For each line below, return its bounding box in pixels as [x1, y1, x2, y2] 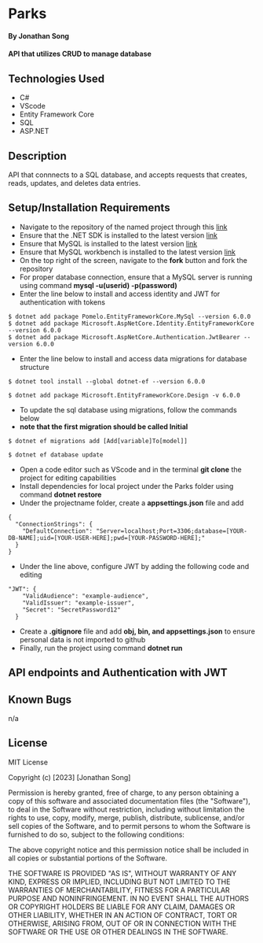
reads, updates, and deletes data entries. [8, 179, 141, 187]
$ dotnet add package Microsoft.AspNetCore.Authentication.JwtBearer [8, 333, 241, 341]
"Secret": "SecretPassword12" [22, 605, 122, 614]
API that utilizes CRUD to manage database [8, 49, 152, 59]
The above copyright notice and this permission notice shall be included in [8, 845, 249, 854]
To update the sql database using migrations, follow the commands [19, 405, 237, 414]
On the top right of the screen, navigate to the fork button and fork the [19, 255, 247, 264]
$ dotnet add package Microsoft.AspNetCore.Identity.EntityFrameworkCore [8, 320, 255, 327]
